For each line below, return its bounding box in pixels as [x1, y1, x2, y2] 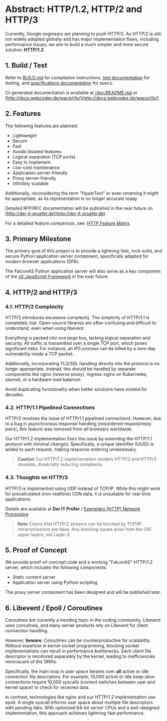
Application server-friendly [12, 169, 68, 176]
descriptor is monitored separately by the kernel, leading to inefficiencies [5, 653, 156, 659]
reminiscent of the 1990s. [5, 659, 57, 665]
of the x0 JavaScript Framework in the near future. [5, 274, 109, 280]
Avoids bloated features [12, 148, 61, 154]
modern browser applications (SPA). [5, 259, 80, 265]
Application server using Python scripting [12, 580, 98, 586]
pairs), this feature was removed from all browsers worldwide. [5, 426, 133, 432]
